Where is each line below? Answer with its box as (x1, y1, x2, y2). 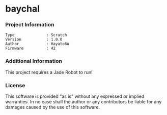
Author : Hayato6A (5, 42, 70, 47)
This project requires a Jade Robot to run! (5, 69, 93, 75)
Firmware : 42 (5, 46, 56, 51)
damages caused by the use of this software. (5, 104, 100, 110)
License (5, 82, 25, 89)
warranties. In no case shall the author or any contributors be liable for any (5, 99, 162, 105)
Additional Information (5, 58, 63, 65)
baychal (5, 3, 40, 15)
